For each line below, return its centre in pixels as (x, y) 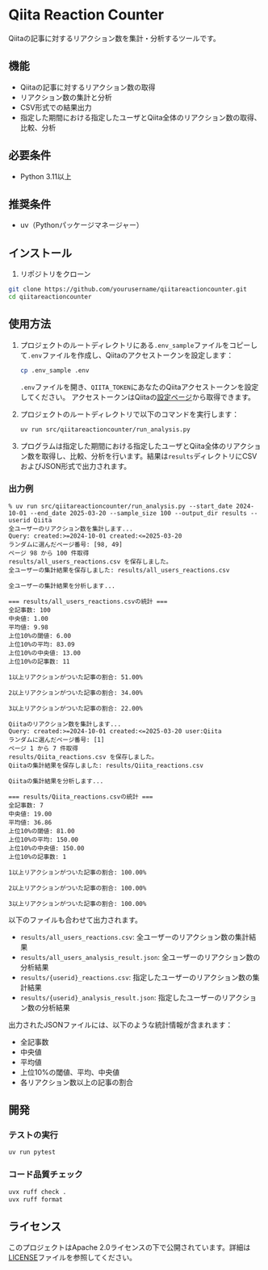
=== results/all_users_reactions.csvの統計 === (88, 601)
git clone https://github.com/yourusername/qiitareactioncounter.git (128, 289)
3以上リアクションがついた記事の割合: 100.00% (77, 903)
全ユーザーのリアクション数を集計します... (71, 529)
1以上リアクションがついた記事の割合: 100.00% (77, 872)
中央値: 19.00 (30, 814)
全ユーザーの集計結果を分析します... (62, 586)
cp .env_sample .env (54, 370)
